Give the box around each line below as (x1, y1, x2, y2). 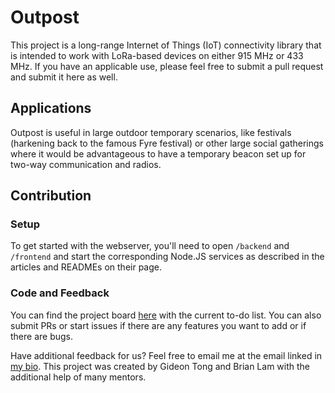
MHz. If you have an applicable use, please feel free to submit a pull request (10, 60, 324, 72)
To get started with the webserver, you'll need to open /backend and (10, 240, 290, 252)
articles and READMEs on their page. (10, 261, 162, 273)
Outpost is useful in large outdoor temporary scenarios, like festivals (10, 126, 292, 138)
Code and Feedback (10, 286, 110, 300)
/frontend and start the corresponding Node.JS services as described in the (10, 251, 325, 263)
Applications (10, 100, 92, 117)
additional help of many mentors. (10, 371, 147, 383)
